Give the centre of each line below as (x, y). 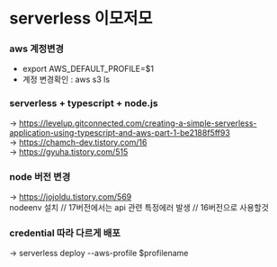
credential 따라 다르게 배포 (65, 233)
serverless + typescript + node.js (84, 103)
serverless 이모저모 (81, 18)
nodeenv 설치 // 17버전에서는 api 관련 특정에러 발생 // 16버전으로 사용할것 (139, 208)
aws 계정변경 (37, 49)
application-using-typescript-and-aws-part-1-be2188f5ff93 (120, 132)
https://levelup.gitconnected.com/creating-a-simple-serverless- (138, 123)
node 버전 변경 (40, 176)
